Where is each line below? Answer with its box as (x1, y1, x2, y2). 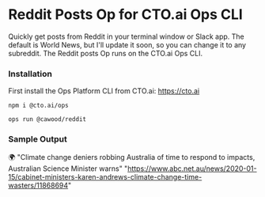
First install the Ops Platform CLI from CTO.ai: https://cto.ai (8, 86, 200, 96)
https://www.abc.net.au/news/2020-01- (127, 164, 257, 173)
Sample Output (8, 134, 67, 145)
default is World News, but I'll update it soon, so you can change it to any (8, 40, 247, 49)
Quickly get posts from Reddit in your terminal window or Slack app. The (8, 32, 244, 41)
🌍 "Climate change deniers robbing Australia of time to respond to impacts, (8, 152, 256, 161)
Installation (8, 68, 53, 79)
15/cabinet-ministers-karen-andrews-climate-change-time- (8, 172, 203, 181)
